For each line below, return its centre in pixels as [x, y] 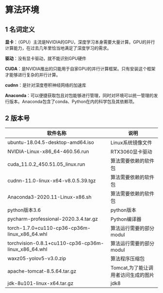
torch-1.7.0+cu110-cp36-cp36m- [49, 228]
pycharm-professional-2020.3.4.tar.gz [53, 219]
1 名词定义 [20, 29]
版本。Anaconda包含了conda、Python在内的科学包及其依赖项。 [73, 102]
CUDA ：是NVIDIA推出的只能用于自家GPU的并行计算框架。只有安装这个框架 [80, 69]
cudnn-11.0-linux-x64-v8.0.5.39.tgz [52, 180]
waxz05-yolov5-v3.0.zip [37, 258]
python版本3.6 [24, 210]
